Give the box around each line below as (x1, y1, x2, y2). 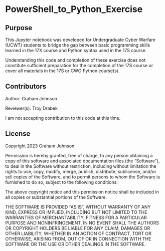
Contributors (5, 82, 47, 91)
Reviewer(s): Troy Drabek (5, 105, 58, 111)
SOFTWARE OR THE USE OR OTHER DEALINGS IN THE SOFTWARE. (5, 241, 146, 247)
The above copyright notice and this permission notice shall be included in (5, 189, 159, 195)
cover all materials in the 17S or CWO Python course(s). (5, 68, 120, 74)
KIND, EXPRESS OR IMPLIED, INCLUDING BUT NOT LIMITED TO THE (5, 209, 147, 215)
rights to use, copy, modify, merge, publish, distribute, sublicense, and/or (5, 168, 156, 174)
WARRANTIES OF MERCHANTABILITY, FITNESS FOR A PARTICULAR (5, 214, 147, 220)
